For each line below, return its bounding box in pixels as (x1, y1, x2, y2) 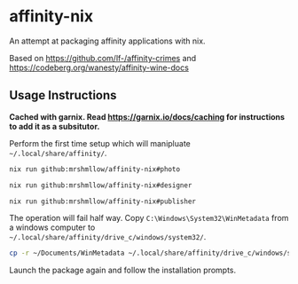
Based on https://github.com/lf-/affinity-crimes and (9, 52, 197, 63)
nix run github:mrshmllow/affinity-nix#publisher (9, 197, 197, 206)
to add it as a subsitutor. (9, 121, 100, 131)
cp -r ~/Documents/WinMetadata (9, 248, 125, 258)
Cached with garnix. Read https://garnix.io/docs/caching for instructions (9, 111, 286, 122)
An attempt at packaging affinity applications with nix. (9, 35, 206, 46)
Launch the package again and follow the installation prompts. (9, 264, 237, 276)
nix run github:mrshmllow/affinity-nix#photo (9, 164, 180, 174)
